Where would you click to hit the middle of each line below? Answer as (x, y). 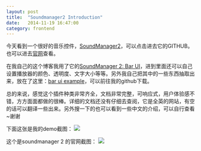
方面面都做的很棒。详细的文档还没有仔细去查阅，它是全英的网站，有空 (108, 101)
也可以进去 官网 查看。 (32, 54)
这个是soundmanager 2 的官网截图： (51, 141)
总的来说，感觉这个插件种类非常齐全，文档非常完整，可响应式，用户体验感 (98, 94)
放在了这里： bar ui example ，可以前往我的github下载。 (84, 81)
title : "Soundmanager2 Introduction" (54, 17)
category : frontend (31, 28)
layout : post (22, 12)
